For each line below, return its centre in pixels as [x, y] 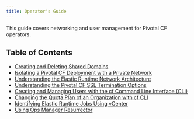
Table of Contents [39, 53]
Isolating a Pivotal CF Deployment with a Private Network [83, 73]
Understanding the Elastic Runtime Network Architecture [83, 79]
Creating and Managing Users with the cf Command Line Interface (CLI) [101, 92]
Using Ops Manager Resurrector [53, 110]
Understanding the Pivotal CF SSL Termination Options [81, 85]
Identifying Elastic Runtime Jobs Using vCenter [71, 104]
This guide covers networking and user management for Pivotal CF [87, 28]
